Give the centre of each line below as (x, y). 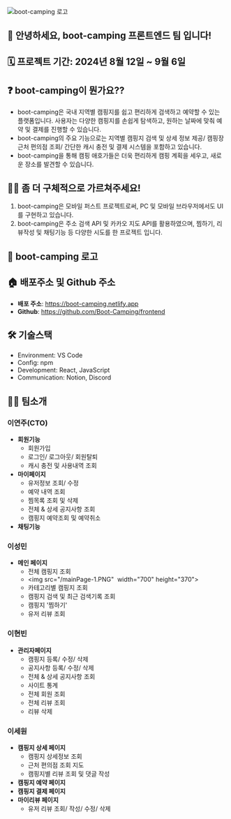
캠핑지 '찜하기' (47, 605)
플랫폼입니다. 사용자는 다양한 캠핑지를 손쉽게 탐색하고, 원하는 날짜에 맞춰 (116, 120)
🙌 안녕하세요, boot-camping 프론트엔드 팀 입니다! (109, 36)
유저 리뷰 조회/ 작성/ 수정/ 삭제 (69, 809)
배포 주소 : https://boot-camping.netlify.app (78, 303)
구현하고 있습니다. (49, 215)
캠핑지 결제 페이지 (42, 791)
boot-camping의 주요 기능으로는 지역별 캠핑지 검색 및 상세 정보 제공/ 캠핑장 (121, 138)
